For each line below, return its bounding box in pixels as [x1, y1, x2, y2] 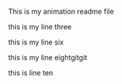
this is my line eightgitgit [8, 53, 88, 62]
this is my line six [8, 37, 64, 47]
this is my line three [8, 22, 72, 31]
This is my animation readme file [8, 7, 115, 16]
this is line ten [8, 68, 54, 78]
